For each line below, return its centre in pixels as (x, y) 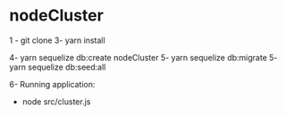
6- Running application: (52, 84)
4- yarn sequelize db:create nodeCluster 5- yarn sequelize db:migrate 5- (144, 57)
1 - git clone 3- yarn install (57, 40)
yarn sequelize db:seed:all (58, 67)
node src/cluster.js (56, 101)
